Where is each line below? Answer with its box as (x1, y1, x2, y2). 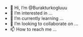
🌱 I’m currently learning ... (10, 15, 64, 21)
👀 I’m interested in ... (10, 10, 53, 16)
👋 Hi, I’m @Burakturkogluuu (10, 5, 67, 10)
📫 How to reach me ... (10, 26, 57, 32)
